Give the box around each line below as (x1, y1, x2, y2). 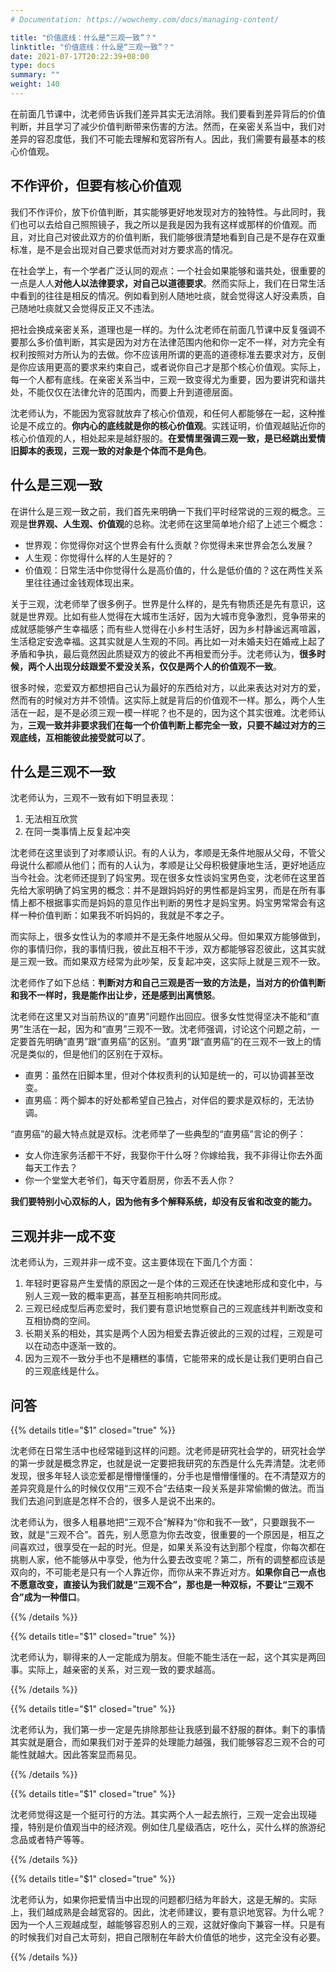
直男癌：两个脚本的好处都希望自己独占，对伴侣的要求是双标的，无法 (24, 1094, 306, 1106)
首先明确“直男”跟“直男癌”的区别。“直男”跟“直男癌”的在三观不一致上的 (27, 1036, 313, 1048)
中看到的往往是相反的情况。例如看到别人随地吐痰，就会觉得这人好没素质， (10, 289, 317, 301)
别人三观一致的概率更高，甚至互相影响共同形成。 (24, 1290, 227, 1302)
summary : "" (10, 70, 60, 80)
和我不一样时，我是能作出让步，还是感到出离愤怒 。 (10, 989, 221, 1001)
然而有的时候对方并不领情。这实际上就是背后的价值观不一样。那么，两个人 (10, 694, 317, 706)
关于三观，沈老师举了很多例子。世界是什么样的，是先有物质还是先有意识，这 (10, 597, 326, 610)
